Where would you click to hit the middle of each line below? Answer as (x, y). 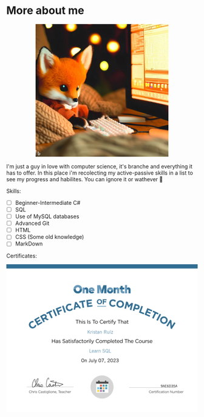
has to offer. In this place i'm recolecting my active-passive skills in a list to (100, 173)
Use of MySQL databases (47, 216)
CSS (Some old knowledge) (49, 237)
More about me (45, 11)
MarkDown (29, 244)
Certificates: (22, 256)
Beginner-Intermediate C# (48, 202)
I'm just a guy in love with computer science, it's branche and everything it (100, 166)
